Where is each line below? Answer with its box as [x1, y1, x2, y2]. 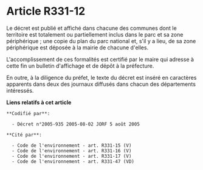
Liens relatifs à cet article [6, 99, 72, 106]
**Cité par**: [6, 132, 43, 138]
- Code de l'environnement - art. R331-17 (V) [12, 153, 132, 159]
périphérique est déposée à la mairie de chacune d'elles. [6, 44, 149, 51]
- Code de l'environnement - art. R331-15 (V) [12, 142, 132, 149]
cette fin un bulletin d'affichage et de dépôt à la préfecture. [6, 62, 154, 69]
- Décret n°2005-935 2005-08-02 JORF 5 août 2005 [12, 121, 140, 127]
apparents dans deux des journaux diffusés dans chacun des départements [6, 80, 196, 88]
